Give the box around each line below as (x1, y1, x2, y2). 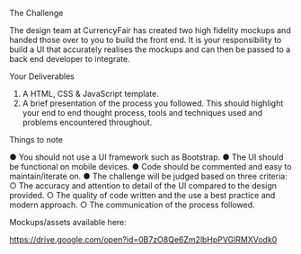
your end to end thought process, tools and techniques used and (22, 108, 263, 118)
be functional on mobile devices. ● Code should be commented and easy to (9, 162, 292, 171)
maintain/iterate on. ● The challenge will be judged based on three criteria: (9, 171, 288, 181)
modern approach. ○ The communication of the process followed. (9, 199, 255, 210)
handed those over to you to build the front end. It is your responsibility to (9, 35, 282, 45)
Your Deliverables (9, 71, 75, 82)
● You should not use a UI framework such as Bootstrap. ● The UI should (9, 152, 284, 162)
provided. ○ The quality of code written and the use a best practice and (9, 190, 276, 200)
